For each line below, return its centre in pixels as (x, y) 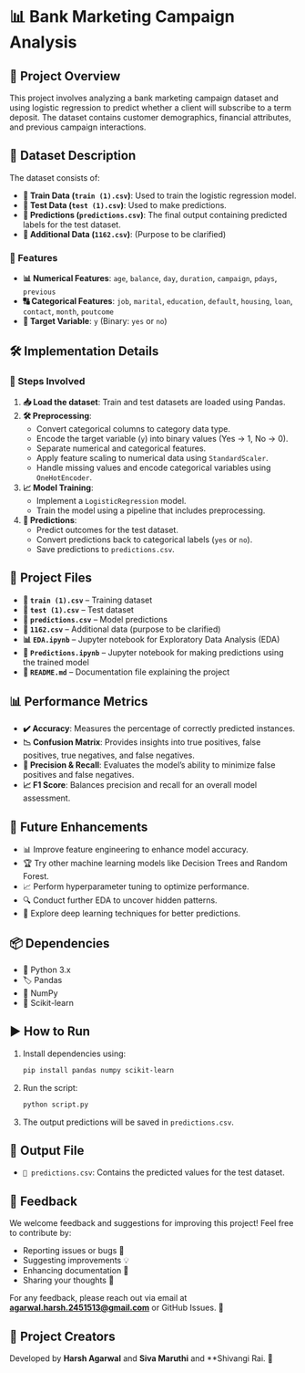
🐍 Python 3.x (46, 970)
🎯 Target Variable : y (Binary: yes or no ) (95, 321)
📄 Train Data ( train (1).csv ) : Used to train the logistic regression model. (159, 195)
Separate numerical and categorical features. (121, 448)
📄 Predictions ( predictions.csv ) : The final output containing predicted (155, 215)
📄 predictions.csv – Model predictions (95, 619)
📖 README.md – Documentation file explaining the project (126, 672)
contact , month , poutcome (68, 311)
